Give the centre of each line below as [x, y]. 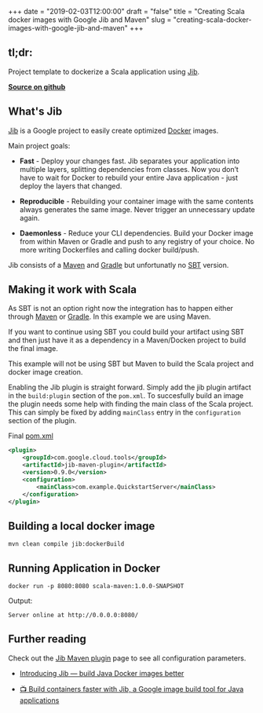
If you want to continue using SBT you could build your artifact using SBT [126, 332]
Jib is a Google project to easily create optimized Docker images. [113, 130]
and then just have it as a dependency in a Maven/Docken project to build [127, 340]
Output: [20, 601]
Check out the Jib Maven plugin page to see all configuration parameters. [127, 658]
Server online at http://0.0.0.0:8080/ [73, 616]
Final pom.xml [31, 436]
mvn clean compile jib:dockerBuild [66, 544]
